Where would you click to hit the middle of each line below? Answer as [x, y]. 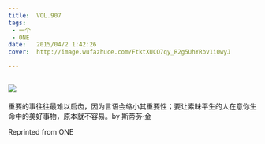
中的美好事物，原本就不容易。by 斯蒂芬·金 [83, 116]
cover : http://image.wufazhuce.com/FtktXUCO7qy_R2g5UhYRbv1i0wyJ [119, 52]
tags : [17, 23]
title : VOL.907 [35, 15]
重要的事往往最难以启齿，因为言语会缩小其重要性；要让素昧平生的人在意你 [129, 106]
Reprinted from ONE [41, 131]
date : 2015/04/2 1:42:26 [52, 45]
